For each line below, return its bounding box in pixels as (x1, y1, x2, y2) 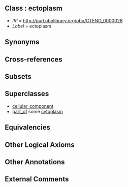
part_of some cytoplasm (12, 108, 63, 114)
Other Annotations (5, 158, 65, 166)
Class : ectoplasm (5, 4, 63, 13)
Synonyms (5, 38, 40, 46)
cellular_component (12, 103, 54, 109)
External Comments (5, 175, 69, 183)
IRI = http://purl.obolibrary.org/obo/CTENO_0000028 (12, 17, 123, 23)
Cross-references (5, 55, 63, 64)
